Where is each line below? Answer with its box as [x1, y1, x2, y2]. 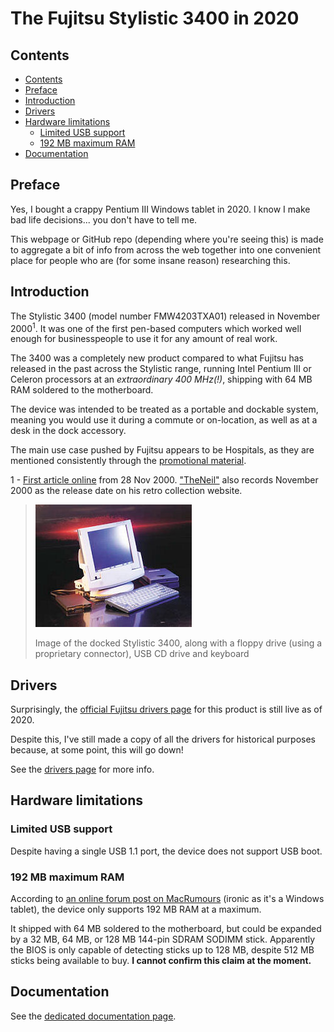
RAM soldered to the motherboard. [10, 384, 154, 396]
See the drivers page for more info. [10, 763, 155, 776]
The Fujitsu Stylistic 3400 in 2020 [10, 7, 300, 30]
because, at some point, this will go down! [10, 744, 184, 756]
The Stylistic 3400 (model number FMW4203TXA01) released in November [10, 310, 321, 322]
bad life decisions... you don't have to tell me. [10, 213, 198, 226]
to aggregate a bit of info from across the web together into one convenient [10, 243, 322, 256]
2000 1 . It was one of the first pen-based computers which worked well [10, 320, 302, 334]
